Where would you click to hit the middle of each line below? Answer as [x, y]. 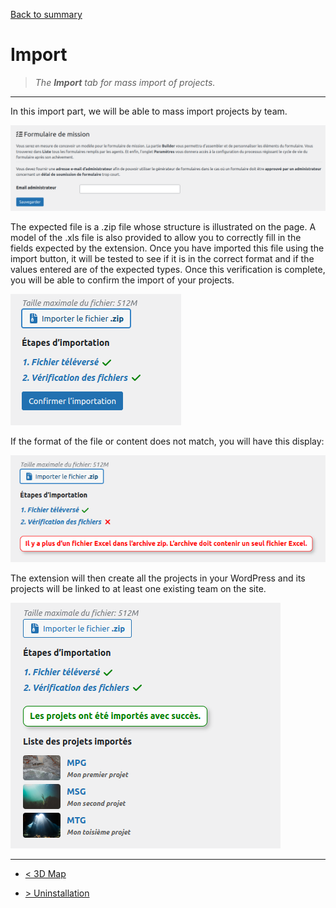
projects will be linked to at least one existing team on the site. [138, 588]
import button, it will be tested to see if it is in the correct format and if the [162, 258]
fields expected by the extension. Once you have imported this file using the [167, 248]
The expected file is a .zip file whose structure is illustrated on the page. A [163, 226]
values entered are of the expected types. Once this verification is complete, [168, 269]
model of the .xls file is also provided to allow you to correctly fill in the [156, 237]
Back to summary [46, 14]
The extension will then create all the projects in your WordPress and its [158, 578]
